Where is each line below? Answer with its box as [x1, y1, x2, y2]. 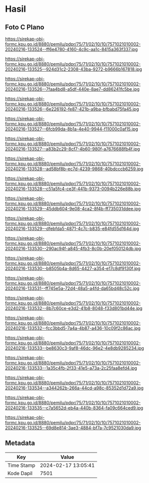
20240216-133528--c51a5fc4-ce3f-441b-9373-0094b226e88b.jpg [5, 186, 141, 192]
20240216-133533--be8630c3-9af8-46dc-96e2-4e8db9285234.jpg [5, 345, 144, 351]
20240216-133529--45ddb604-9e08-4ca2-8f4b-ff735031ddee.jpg [5, 206, 141, 211]
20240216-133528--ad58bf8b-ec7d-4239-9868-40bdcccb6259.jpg [5, 166, 143, 172]
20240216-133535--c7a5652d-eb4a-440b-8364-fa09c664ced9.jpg [5, 405, 143, 410]
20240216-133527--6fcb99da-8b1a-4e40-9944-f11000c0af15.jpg [5, 126, 138, 132]
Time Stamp [7, 462, 36, 469]
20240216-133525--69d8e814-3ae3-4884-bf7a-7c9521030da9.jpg [5, 425, 142, 431]
